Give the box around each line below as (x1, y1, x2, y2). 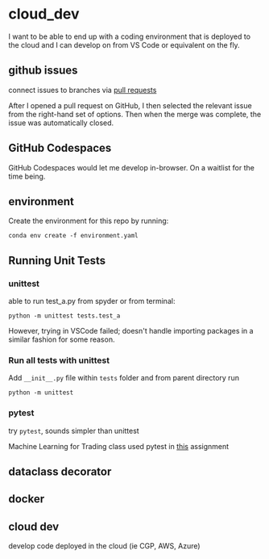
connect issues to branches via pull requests (8, 85, 157, 95)
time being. (8, 171, 46, 181)
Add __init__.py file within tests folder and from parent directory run (8, 373, 240, 383)
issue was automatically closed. (8, 118, 114, 128)
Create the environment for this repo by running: (8, 216, 169, 226)
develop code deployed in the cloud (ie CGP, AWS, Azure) (8, 541, 201, 551)
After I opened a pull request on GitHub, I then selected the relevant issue (8, 100, 252, 110)
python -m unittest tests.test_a (8, 312, 121, 320)
